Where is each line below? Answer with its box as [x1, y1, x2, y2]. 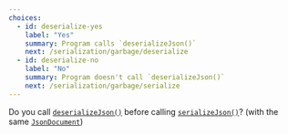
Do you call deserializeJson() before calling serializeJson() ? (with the [8, 106, 279, 117]
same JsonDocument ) [8, 116, 84, 127]
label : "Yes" [25, 30, 75, 39]
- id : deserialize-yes [16, 22, 103, 31]
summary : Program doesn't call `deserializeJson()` [25, 73, 225, 82]
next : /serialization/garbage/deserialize [25, 47, 189, 57]
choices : [8, 13, 42, 23]
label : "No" [25, 65, 70, 74]
